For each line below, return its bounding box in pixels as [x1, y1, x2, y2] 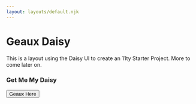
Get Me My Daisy [6, 76, 57, 84]
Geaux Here [9, 91, 37, 97]
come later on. [6, 61, 42, 68]
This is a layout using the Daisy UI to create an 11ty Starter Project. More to [6, 55, 191, 62]
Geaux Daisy [6, 34, 71, 48]
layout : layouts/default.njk [6, 8, 79, 15]
